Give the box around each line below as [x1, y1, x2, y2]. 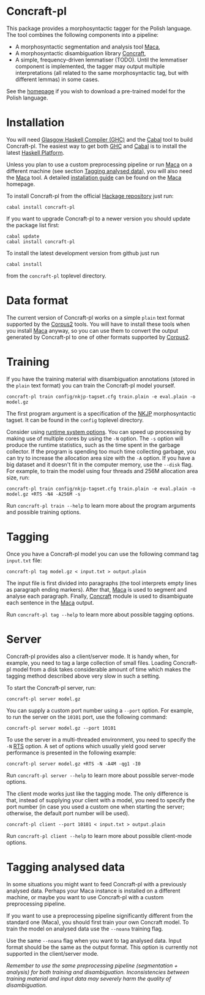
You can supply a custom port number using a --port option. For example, [6, 707, 194, 714]
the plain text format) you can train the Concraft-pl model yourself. [6, 382, 176, 389]
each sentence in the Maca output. [6, 598, 94, 606]
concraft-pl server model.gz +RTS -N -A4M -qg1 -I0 [6, 761, 141, 767]
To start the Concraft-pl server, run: [6, 684, 96, 691]
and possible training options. [6, 508, 81, 516]
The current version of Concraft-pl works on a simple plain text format [6, 314, 185, 321]
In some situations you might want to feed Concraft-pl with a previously [6, 880, 187, 888]
